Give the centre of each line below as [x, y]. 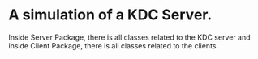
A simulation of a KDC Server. [110, 15]
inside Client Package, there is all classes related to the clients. [114, 45]
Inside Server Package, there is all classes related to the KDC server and [129, 37]
